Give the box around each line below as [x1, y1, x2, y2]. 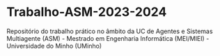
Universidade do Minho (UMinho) [6, 41, 102, 50]
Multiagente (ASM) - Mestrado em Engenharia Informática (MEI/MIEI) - [6, 34, 210, 42]
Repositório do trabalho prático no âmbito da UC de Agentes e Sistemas [6, 27, 213, 35]
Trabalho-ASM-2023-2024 [6, 4, 167, 20]
